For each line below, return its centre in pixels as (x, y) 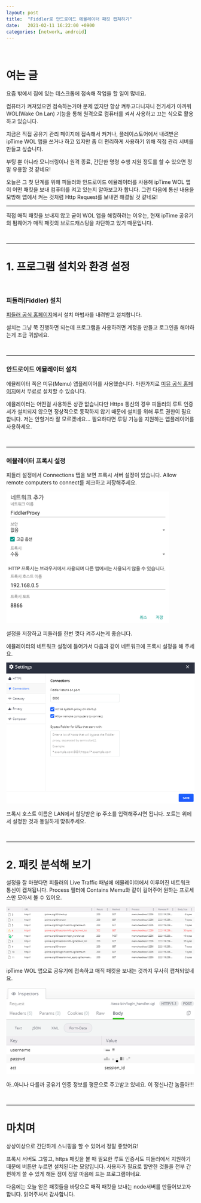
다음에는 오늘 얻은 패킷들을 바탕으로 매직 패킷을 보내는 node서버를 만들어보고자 (99, 1187)
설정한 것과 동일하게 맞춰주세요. (49, 821)
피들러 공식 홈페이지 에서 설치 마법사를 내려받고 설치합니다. (74, 315)
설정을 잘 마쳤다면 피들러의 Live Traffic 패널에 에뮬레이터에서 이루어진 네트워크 (98, 883)
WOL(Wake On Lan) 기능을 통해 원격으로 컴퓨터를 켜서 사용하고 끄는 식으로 (94, 114)
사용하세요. (19, 426)
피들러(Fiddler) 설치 (34, 300)
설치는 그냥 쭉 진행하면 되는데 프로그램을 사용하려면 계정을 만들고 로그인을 (92, 327)
